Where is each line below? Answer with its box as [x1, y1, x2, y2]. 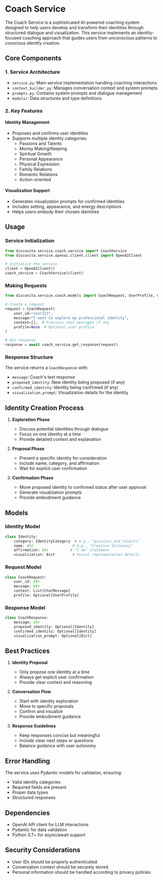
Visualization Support [5, 188, 50, 194]
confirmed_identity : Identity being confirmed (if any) [12, 384, 119, 390]
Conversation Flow [12, 689, 51, 695]
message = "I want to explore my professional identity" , [14, 315, 130, 320]
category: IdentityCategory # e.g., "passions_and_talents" [14, 539, 140, 544]
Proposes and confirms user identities [12, 130, 88, 136]
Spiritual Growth [19, 150, 52, 156]
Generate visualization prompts [19, 489, 82, 496]
